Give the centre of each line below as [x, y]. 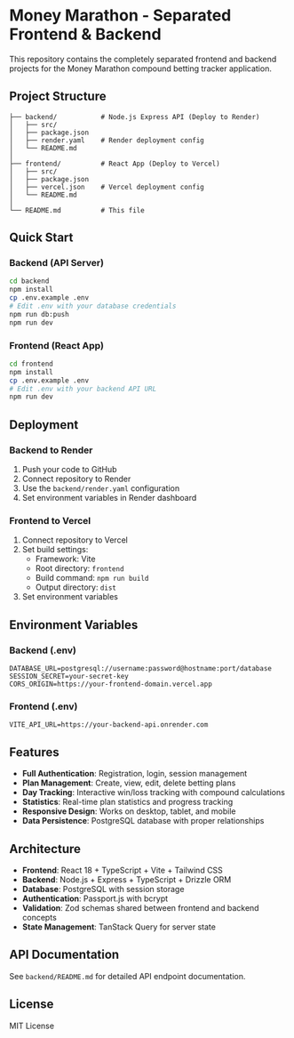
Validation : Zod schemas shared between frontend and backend [140, 907]
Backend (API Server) [57, 263]
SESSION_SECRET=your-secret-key [69, 677]
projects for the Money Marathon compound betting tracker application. [141, 68]
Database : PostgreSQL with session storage [103, 889]
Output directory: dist [76, 587]
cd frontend [31, 364]
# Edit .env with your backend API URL [83, 389]
